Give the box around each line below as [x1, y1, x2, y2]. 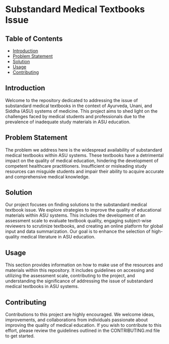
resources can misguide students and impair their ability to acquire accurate [5, 168, 164, 174]
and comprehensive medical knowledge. [5, 173, 90, 180]
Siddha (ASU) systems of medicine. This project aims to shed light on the [5, 108, 158, 114]
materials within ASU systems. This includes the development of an [5, 212, 146, 218]
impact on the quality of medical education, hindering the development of [5, 158, 158, 164]
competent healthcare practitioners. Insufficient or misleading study [5, 163, 147, 169]
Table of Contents [5, 34, 63, 43]
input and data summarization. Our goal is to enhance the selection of [5, 228, 151, 234]
